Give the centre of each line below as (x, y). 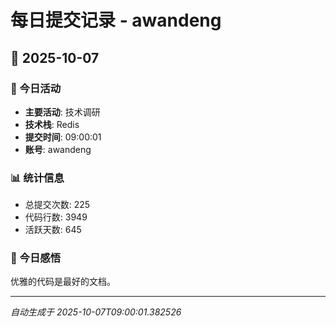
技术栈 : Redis (52, 124)
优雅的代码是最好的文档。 (63, 282)
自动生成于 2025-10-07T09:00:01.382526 (96, 312)
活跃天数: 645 (53, 230)
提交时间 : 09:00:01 (63, 137)
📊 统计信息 (37, 178)
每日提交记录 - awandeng (116, 20)
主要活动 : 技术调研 (62, 112)
